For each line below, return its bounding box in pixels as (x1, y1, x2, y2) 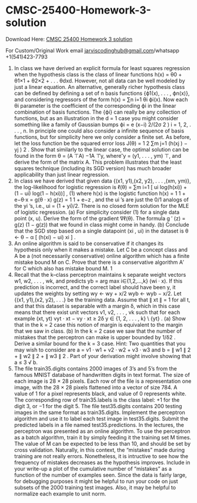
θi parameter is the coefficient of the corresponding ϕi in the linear (14, 102, 176, 109)
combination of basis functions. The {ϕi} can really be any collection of (14, 108, 187, 115)
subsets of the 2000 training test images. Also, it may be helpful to (14, 484, 176, 491)
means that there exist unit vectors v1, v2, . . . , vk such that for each (14, 309, 180, 316)
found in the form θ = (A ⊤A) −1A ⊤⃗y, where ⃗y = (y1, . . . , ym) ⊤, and (14, 152, 181, 159)
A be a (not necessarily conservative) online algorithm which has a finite (14, 252, 190, 259)
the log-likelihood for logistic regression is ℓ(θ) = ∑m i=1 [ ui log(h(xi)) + (14, 183, 187, 190)
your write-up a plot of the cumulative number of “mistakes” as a (14, 465, 172, 472)
